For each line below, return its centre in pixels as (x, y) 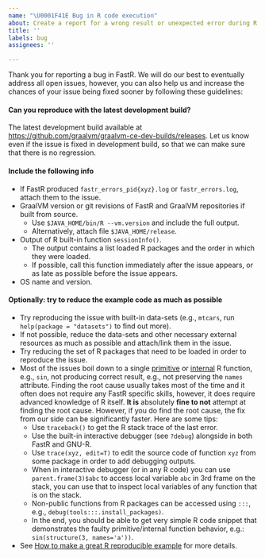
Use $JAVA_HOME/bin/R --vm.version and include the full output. (135, 223)
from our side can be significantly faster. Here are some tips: (119, 419)
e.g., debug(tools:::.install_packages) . (98, 511)
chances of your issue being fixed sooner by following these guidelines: (126, 91)
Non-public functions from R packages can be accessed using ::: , (141, 503)
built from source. (49, 214)
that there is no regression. (52, 153)
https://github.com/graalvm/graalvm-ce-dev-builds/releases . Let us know (129, 136)
